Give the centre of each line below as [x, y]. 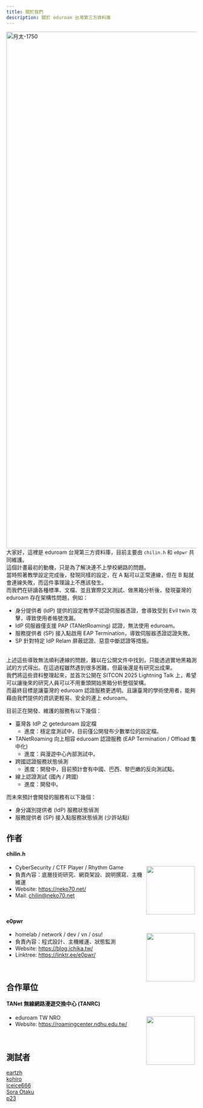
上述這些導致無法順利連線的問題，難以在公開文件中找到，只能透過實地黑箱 [99, 660]
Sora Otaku [20, 1092]
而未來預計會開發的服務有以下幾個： [51, 797]
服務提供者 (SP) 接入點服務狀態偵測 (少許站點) [72, 817]
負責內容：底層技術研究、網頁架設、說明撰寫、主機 [79, 875]
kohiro [14, 1079]
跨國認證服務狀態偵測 [41, 761]
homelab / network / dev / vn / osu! [59, 935]
